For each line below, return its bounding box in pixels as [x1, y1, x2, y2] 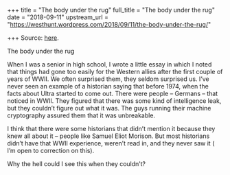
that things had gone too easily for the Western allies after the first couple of [7, 68, 223, 75]
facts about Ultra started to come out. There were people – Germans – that [7, 89, 218, 97]
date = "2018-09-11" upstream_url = [7, 13, 108, 21]
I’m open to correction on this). [7, 147, 95, 154]
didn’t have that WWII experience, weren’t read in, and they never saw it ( [7, 139, 215, 147]
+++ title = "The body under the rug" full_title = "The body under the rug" [7, 6, 215, 14]
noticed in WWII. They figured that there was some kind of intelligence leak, [7, 97, 222, 105]
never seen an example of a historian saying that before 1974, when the [7, 82, 209, 90]
